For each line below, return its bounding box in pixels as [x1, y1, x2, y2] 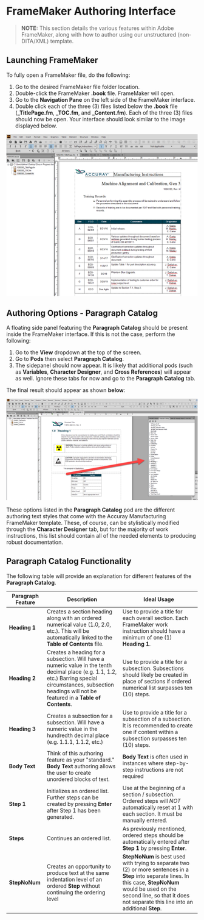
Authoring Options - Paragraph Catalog [6, 308, 158, 318]
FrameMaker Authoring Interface [6, 4, 176, 18]
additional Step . [122, 905, 162, 912]
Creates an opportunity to [46, 863, 111, 870]
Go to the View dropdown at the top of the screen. [15, 349, 141, 356]
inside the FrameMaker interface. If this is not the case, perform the [6, 330, 175, 338]
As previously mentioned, [122, 825, 186, 832]
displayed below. [15, 122, 58, 129]
